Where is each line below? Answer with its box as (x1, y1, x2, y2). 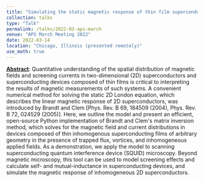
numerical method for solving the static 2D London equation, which (6, 91, 175, 98)
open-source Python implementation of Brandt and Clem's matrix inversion (6, 117, 194, 124)
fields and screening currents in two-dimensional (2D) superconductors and (6, 71, 197, 79)
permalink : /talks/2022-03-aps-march (6, 26, 102, 32)
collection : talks (6, 15, 53, 21)
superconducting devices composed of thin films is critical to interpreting (6, 78, 190, 85)
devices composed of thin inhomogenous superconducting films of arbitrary (6, 130, 197, 137)
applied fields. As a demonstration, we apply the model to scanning (6, 142, 175, 150)
